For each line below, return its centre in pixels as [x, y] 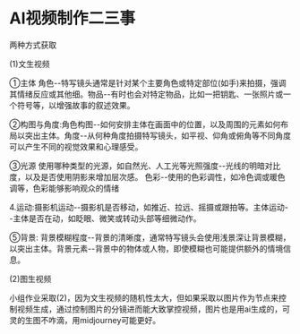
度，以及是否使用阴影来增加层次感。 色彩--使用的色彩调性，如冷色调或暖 [143, 176]
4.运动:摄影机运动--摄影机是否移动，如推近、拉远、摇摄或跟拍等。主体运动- [149, 207]
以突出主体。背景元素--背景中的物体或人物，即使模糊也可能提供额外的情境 [146, 248]
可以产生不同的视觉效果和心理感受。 [76, 146]
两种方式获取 [33, 45]
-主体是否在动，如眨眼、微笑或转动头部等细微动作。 [105, 218]
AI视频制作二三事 [73, 18]
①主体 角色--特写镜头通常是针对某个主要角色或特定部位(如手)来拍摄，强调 [148, 82]
